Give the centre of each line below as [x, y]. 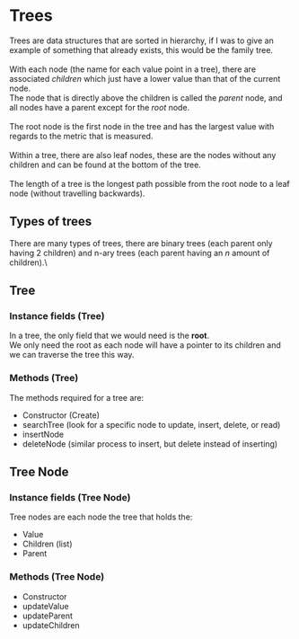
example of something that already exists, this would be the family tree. [141, 49]
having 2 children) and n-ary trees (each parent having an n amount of [140, 253]
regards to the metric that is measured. [81, 136]
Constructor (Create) [61, 415]
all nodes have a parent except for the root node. [100, 107]
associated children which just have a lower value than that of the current [145, 78]
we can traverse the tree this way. [72, 355]
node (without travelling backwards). [77, 193]
